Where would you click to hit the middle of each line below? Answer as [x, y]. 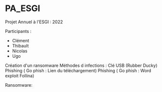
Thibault [20, 46]
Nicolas [20, 51]
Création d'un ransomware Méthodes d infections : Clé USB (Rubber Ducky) [81, 65]
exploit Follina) [20, 76]
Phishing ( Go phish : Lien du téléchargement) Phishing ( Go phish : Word [78, 70]
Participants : [18, 31]
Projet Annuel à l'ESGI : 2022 [34, 22]
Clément [20, 40]
